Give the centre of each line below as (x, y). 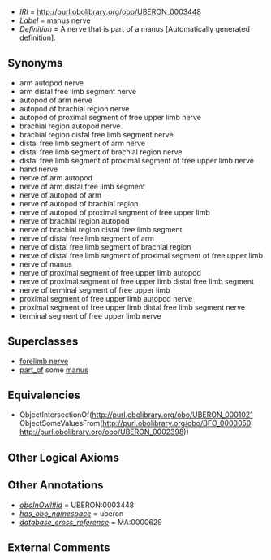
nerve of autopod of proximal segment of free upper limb (114, 212)
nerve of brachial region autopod (74, 221)
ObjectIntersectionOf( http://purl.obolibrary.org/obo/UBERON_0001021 (136, 415)
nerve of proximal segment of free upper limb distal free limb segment (137, 281)
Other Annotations (56, 486)
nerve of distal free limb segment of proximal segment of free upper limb (141, 255)
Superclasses (43, 342)
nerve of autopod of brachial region (79, 203)
